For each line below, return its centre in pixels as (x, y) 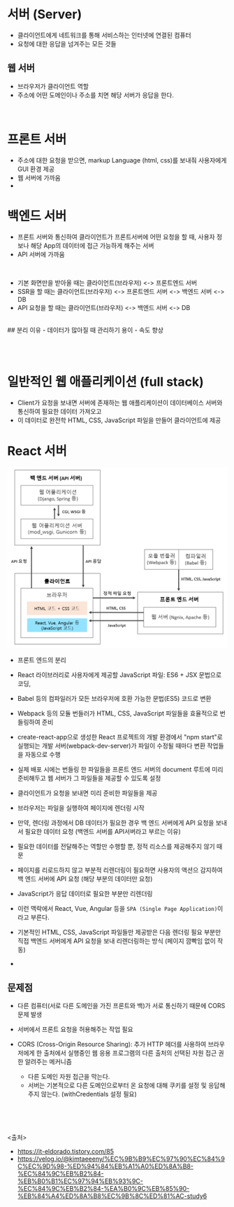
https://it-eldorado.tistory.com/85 (65, 1152)
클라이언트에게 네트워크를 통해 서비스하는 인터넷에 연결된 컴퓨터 (104, 35)
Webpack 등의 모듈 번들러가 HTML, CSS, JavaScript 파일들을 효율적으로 (118, 713)
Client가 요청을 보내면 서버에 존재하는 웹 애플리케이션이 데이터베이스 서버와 (120, 403)
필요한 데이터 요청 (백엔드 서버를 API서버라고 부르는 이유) (103, 832)
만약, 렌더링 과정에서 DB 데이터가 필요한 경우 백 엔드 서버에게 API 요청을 (116, 823)
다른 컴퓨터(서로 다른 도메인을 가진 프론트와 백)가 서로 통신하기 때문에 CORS (121, 1006)
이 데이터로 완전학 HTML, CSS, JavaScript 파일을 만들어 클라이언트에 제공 (119, 420)
